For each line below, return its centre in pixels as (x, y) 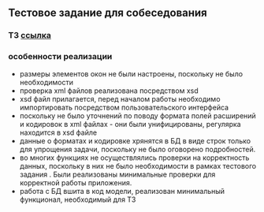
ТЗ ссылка (30, 35)
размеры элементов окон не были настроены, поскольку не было (131, 73)
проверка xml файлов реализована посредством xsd (109, 91)
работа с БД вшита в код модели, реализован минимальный (122, 191)
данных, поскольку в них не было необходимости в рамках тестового (138, 166)
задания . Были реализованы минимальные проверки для (117, 174)
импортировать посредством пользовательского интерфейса (124, 107)
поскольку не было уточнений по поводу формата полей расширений (138, 115)
